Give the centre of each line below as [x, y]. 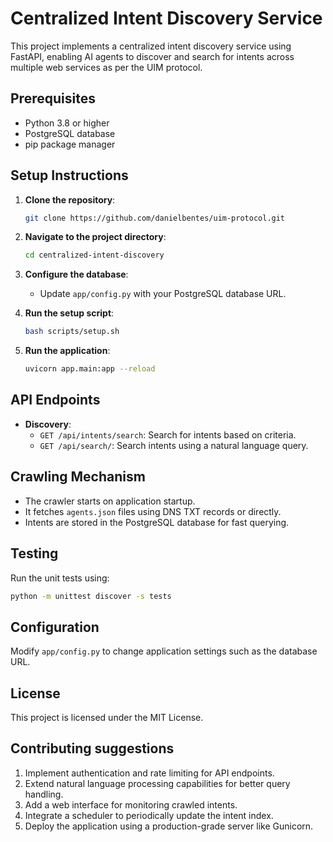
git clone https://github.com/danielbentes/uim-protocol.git [155, 218]
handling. [44, 794]
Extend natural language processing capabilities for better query [157, 783]
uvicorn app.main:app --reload [90, 369]
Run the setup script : [69, 313]
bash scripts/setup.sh [72, 332]
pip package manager [70, 144]
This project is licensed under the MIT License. [107, 717]
